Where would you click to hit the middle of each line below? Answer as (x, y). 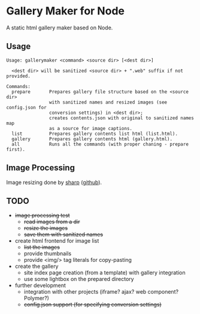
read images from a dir (52, 222)
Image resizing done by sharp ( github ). (54, 182)
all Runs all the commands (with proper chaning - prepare (100, 144)
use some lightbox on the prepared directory (79, 279)
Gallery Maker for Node (65, 11)
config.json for (26, 107)
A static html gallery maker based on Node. (60, 28)
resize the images (46, 228)
